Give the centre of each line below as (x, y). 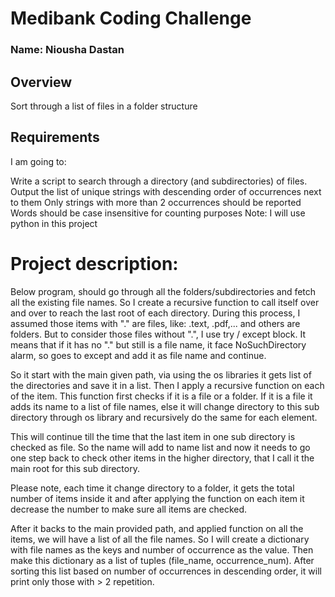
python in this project (54, 223)
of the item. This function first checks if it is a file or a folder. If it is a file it (161, 396)
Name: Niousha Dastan (67, 50)
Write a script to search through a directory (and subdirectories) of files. (159, 181)
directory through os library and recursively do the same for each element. (164, 417)
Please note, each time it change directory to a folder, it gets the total (152, 488)
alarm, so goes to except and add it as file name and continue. (138, 355)
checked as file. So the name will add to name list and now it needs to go (160, 447)
